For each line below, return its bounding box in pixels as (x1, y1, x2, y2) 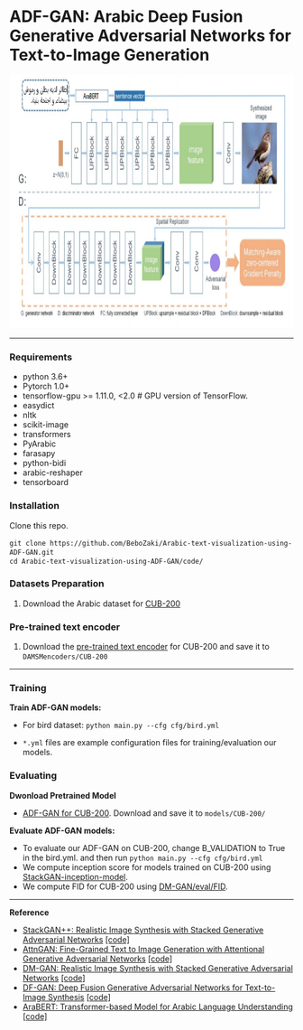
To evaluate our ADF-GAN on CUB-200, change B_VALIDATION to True (22, 842, 286, 853)
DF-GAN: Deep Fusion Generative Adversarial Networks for (22, 982, 243, 993)
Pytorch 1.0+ (22, 381, 70, 392)
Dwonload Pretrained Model (9, 790, 117, 801)
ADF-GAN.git (9, 548, 54, 557)
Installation (9, 500, 60, 512)
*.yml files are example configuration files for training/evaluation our (22, 737, 277, 748)
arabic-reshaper (22, 467, 83, 478)
